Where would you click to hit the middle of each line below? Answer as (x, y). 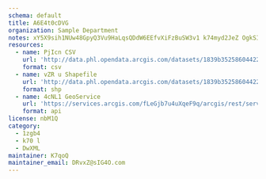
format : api (42, 112)
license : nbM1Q (33, 119)
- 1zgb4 (28, 133)
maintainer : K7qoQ (38, 155)
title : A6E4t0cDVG (38, 23)
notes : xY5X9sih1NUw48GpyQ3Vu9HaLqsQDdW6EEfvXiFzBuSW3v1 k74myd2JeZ (123, 38)
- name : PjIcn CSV (46, 52)
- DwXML (28, 148)
